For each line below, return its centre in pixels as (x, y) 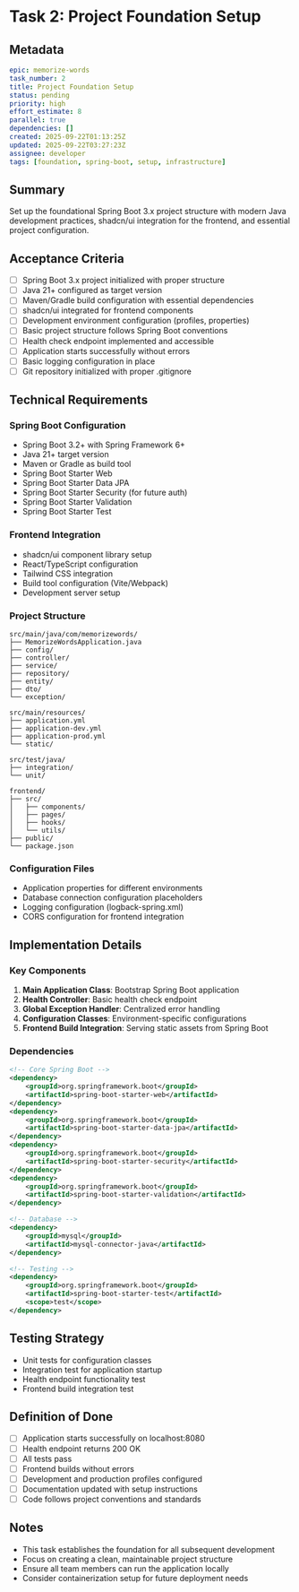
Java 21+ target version (65, 454)
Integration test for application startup (92, 1370)
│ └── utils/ (38, 831)
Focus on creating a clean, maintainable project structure (128, 1559)
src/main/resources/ (48, 713)
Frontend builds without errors (78, 1468)
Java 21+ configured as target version (92, 290)
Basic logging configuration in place (89, 361)
